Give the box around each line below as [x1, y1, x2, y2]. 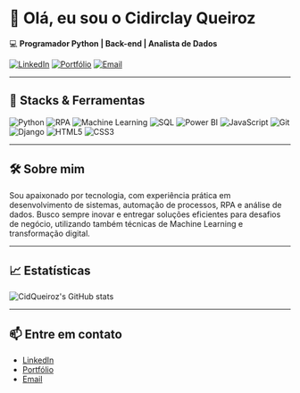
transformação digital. [9, 228, 91, 238]
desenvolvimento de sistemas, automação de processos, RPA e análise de [9, 199, 282, 210]
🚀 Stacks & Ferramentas [9, 93, 146, 108]
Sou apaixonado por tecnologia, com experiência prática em [9, 189, 231, 200]
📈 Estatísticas [9, 263, 91, 278]
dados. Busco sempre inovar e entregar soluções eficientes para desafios [9, 209, 281, 220]
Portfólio [21, 364, 54, 375]
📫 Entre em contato [9, 326, 122, 342]
